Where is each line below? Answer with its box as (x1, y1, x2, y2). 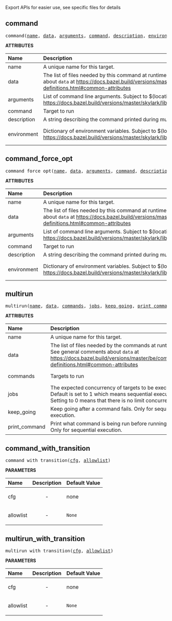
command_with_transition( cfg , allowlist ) (5, 457, 111, 464)
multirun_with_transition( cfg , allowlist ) (5, 548, 114, 554)
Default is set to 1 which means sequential (50, 391, 153, 398)
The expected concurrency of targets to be (50, 384, 154, 391)
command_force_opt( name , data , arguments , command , (5, 168, 138, 174)
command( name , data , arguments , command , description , (5, 33, 146, 38)
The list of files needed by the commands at (50, 342, 156, 349)
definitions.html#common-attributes (50, 361, 138, 368)
